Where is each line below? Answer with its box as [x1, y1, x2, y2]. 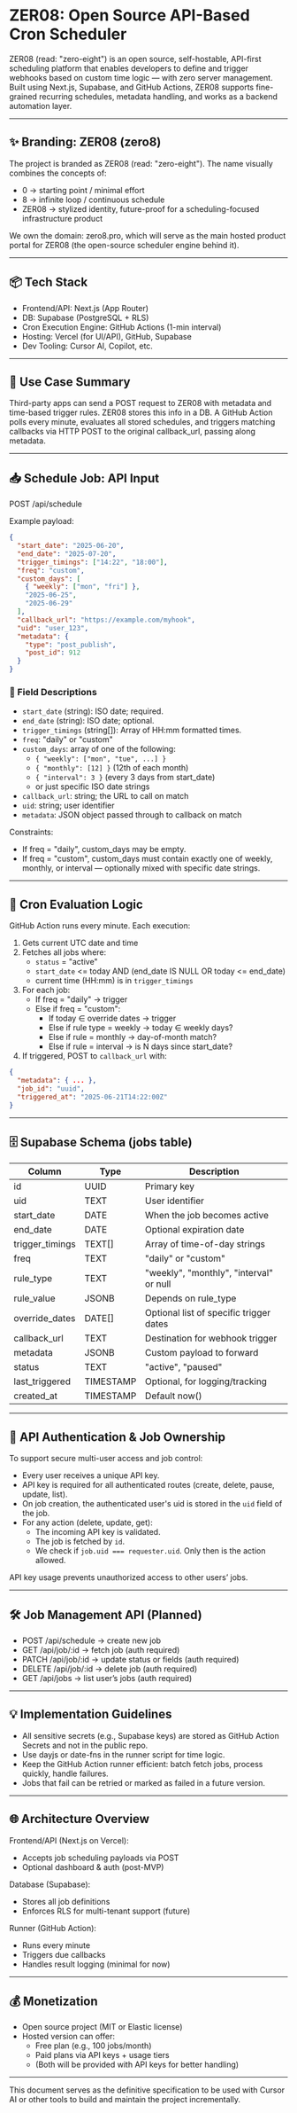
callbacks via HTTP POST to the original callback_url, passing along [9, 427, 256, 437]
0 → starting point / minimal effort [21, 184, 145, 195]
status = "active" [34, 957, 99, 967]
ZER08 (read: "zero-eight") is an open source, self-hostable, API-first [9, 53, 262, 64]
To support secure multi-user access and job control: [9, 1453, 203, 1464]
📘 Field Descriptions [9, 685, 97, 698]
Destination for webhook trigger [144, 1332, 278, 1344]
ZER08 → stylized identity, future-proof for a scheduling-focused [21, 203, 260, 214]
